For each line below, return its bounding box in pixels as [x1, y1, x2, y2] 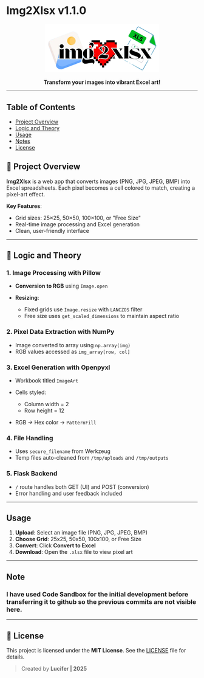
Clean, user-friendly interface [15, 227, 89, 234]
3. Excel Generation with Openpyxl [6, 363, 110, 372]
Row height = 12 [24, 407, 65, 414]
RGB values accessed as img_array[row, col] [15, 348, 131, 355]
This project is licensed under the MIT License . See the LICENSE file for [6, 646, 186, 654]
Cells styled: [15, 389, 47, 396]
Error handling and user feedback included [15, 489, 123, 497]
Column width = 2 [24, 401, 69, 408]
